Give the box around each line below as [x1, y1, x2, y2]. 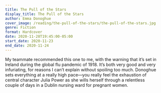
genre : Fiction [5, 25, 36, 30]
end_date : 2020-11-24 [5, 43, 49, 48]
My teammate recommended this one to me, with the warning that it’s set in [5, 56, 157, 62]
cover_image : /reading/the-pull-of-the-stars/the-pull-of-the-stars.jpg [5, 20, 156, 26]
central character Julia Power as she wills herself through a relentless [5, 77, 145, 83]
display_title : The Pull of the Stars [5, 12, 84, 16]
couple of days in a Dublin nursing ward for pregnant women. [5, 82, 128, 88]
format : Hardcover [5, 30, 42, 34]
